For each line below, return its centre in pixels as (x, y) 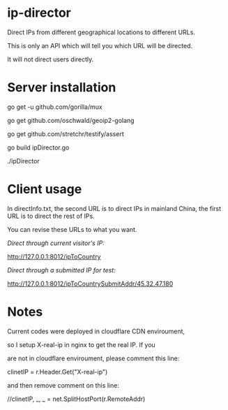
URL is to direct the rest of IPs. (51, 216)
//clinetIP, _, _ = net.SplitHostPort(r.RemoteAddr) (76, 399)
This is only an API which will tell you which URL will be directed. (100, 45)
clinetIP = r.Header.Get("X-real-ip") (58, 372)
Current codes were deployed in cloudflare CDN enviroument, (96, 331)
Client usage (45, 189)
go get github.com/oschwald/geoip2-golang (71, 120)
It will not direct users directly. (51, 59)
